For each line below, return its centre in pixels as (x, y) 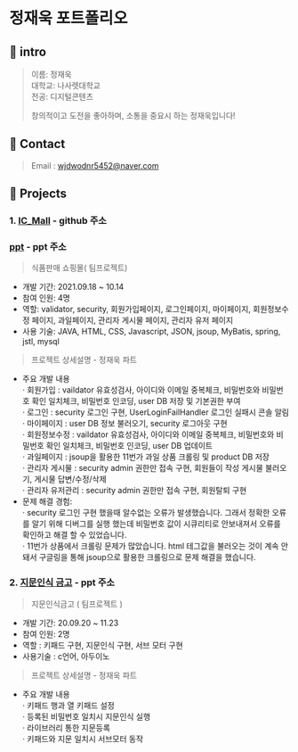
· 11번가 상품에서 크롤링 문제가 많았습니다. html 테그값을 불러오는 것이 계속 (150, 546)
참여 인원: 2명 (46, 633)
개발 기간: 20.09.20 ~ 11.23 (70, 623)
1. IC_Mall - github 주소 (58, 221)
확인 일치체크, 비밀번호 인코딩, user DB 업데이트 (129, 446)
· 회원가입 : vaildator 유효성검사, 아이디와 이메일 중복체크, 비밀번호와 (141, 390)
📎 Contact (37, 144)
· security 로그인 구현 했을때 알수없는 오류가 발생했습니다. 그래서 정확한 (146, 513)
